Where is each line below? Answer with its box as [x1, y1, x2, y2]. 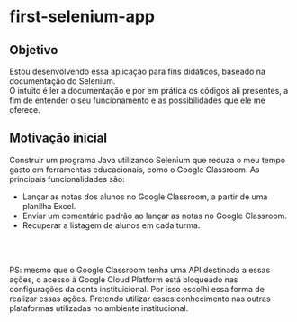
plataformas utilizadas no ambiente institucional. [9, 302, 189, 313]
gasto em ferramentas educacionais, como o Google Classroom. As [9, 164, 260, 175]
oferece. [9, 105, 40, 115]
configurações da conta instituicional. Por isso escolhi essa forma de [9, 283, 265, 294]
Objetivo [9, 42, 58, 58]
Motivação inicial [9, 131, 108, 146]
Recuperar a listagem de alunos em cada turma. [22, 219, 201, 231]
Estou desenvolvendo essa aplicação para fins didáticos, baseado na [9, 66, 265, 77]
